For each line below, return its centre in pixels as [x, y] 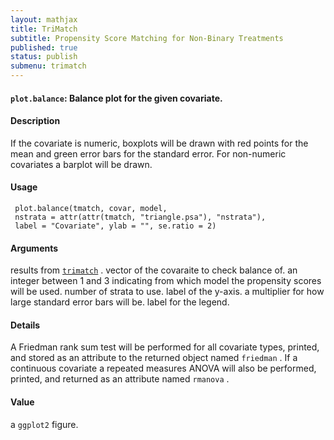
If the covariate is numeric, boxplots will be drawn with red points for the [159, 143]
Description [35, 121]
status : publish [44, 57]
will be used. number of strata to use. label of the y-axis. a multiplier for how [167, 292]
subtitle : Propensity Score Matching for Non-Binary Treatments [147, 38]
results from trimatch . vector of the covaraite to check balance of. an [154, 270]
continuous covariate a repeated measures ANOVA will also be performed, [163, 368]
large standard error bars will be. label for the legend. [120, 302]
